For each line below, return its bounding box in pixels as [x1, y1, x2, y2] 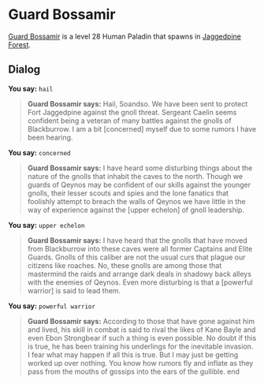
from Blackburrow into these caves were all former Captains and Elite [27, 244, 253, 253]
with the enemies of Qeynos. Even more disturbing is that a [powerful [27, 278, 254, 287]
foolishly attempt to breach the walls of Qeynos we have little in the [27, 196, 246, 206]
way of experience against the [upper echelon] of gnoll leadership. [27, 205, 244, 214]
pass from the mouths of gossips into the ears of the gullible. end [27, 367, 240, 376]
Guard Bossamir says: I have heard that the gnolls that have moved [27, 235, 247, 245]
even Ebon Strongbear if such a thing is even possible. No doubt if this [27, 333, 257, 342]
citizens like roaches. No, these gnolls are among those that [27, 260, 222, 270]
